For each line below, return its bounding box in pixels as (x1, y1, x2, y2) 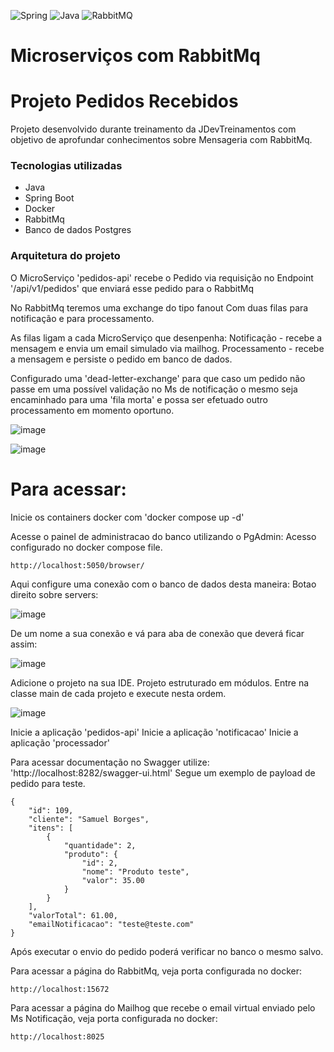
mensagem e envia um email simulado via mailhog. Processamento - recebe (10, 342, 325, 354)
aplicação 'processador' (10, 736, 110, 749)
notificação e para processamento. (10, 312, 155, 324)
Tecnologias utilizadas (10, 159, 123, 173)
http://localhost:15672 (10, 984, 110, 994)
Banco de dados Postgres (24, 224, 132, 236)
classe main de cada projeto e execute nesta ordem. (10, 687, 227, 699)
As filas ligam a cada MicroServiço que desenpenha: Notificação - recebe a (10, 331, 323, 344)
